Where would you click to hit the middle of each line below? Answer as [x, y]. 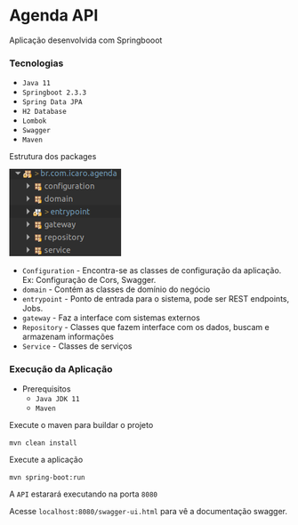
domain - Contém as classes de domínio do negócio [116, 289]
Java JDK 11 [57, 399]
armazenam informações [68, 337]
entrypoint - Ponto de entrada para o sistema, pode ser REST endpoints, [156, 299]
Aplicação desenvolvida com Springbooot [86, 40]
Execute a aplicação [46, 459]
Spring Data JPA [52, 102]
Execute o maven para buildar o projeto [81, 424]
